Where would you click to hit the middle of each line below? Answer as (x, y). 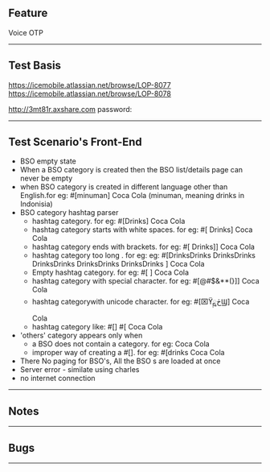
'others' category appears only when (81, 335)
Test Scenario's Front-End (75, 142)
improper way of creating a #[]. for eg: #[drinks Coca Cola (128, 353)
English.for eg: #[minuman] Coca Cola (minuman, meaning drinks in (132, 196)
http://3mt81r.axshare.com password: (70, 109)
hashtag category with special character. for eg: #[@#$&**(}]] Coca (145, 281)
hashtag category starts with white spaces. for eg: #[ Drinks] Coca (142, 230)
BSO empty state (48, 161)
